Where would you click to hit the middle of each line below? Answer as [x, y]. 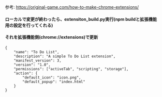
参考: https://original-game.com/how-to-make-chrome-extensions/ [72, 7]
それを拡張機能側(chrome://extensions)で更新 [52, 37]
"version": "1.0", [32, 65]
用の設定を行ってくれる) [29, 25]
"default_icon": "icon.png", [52, 77]
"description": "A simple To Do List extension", [65, 56]
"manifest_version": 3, [38, 60]
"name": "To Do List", [37, 52]
